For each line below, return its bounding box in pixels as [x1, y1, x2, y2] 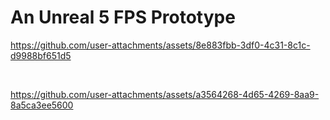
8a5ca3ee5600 [10, 99, 74, 111]
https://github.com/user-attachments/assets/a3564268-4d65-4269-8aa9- [10, 88, 320, 100]
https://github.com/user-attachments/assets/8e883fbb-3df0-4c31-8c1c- [10, 39, 311, 51]
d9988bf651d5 [10, 49, 72, 61]
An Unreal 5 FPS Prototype [10, 6, 236, 29]
